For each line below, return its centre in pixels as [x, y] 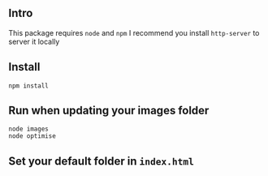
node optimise [32, 136]
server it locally [34, 41]
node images [28, 129]
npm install [28, 86]
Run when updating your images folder [109, 111]
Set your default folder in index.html [102, 161]
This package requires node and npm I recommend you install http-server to [134, 32]
